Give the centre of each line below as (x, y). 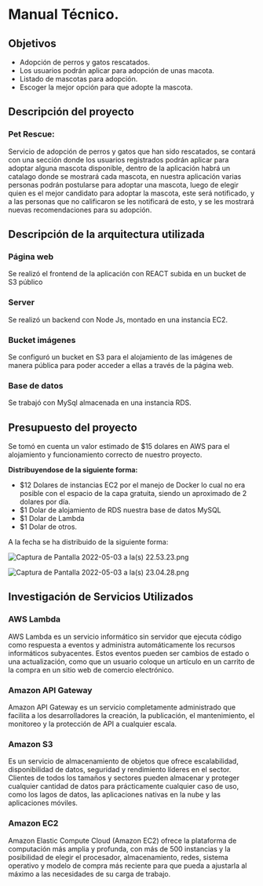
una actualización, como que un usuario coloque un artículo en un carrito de (131, 662)
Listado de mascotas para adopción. (79, 79)
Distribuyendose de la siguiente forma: (73, 470)
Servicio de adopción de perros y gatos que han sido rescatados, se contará (132, 151)
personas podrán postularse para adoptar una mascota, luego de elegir (124, 184)
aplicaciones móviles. (43, 803)
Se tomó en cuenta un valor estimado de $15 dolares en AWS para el (119, 447)
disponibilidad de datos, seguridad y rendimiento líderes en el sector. (120, 770)
